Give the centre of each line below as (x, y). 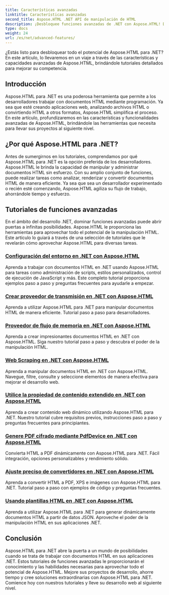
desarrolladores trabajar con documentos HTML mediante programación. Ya (84, 102)
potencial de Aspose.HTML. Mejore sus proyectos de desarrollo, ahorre (79, 572)
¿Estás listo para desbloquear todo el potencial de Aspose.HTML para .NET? (84, 52)
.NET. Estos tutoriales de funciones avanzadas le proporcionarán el (75, 561)
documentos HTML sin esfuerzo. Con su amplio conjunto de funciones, (79, 172)
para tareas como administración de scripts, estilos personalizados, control (83, 272)
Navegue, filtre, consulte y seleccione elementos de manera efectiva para (82, 377)
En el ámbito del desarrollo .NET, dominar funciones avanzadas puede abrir (83, 221)
